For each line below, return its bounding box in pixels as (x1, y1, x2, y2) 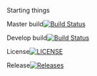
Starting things (6, 6, 51, 14)
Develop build (6, 33, 48, 42)
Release (6, 61, 31, 70)
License (6, 48, 30, 55)
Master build (6, 20, 44, 28)
